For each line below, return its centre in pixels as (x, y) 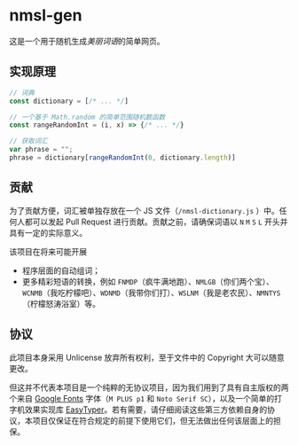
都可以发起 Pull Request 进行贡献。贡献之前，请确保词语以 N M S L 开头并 (156, 222)
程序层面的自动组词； (61, 270)
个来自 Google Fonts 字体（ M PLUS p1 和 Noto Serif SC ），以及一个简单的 (142, 398)
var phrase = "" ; (41, 150)
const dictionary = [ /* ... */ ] (69, 101)
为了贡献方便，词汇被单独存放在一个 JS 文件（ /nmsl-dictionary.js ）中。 (144, 210)
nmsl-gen (46, 16)
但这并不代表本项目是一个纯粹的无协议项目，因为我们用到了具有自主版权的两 (149, 387)
